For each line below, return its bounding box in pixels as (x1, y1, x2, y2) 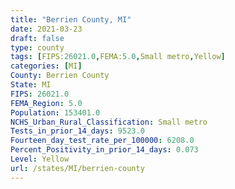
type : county (10, 42, 65, 53)
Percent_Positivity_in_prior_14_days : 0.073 (10, 145, 199, 155)
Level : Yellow (10, 154, 70, 164)
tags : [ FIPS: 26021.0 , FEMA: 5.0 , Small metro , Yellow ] (10, 52, 226, 62)
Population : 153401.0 (10, 107, 101, 118)
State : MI (10, 80, 52, 90)
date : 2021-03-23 (10, 24, 83, 34)
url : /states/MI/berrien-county (10, 163, 145, 173)
